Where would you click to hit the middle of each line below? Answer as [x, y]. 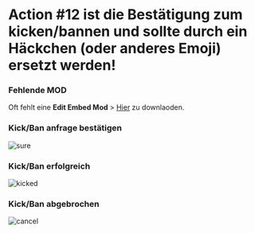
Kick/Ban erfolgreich [49, 166]
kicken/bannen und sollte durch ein [128, 31]
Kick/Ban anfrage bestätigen [65, 128]
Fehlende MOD [38, 91]
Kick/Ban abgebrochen [54, 204]
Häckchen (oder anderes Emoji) [115, 49]
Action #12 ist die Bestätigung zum [126, 15]
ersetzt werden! [62, 66]
